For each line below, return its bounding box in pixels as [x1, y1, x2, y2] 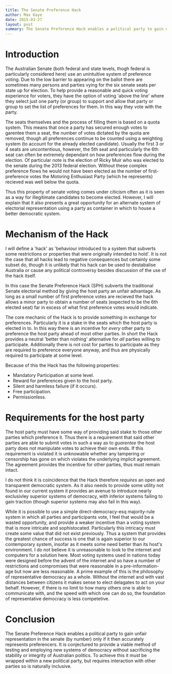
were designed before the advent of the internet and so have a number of [5, 557, 160, 563]
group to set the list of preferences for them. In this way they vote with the [5, 103, 162, 110]
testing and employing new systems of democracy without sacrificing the [5, 646, 160, 653]
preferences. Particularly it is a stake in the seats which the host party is [5, 320, 158, 326]
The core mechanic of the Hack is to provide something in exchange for [5, 314, 157, 320]
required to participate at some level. [5, 352, 83, 359]
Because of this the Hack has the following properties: [5, 362, 120, 368]
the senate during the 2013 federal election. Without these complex [5, 162, 147, 169]
